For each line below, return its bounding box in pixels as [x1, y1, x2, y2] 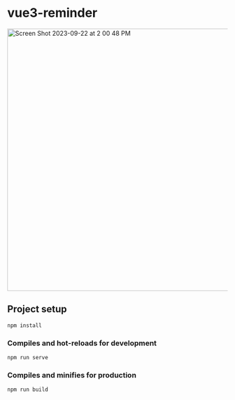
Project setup [7, 303, 68, 315]
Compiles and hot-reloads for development [7, 338, 157, 348]
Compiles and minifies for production [7, 370, 136, 380]
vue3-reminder [7, 5, 98, 21]
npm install [7, 321, 42, 329]
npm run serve [7, 354, 49, 361]
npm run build [7, 386, 49, 394]
